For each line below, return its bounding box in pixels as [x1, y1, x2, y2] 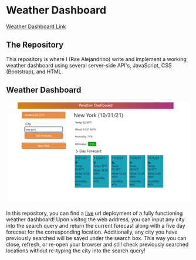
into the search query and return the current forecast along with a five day [6, 222, 186, 229]
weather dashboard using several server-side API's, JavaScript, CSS [6, 62, 172, 69]
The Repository [6, 40, 64, 50]
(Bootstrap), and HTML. [6, 68, 63, 75]
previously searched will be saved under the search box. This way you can [6, 234, 187, 241]
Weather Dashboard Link [6, 23, 66, 30]
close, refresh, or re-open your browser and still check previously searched [6, 241, 189, 248]
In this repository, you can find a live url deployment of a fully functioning [6, 210, 183, 217]
